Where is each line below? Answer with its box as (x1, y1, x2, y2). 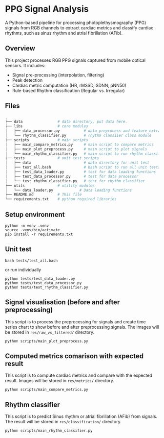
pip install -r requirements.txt (5, 232, 73, 237)
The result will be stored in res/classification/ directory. (5, 419, 122, 425)
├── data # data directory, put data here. (5, 119, 128, 124)
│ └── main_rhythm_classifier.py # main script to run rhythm (5, 151, 143, 156)
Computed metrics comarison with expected (5, 352, 144, 361)
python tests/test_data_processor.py (5, 280, 82, 285)
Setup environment (5, 210, 65, 219)
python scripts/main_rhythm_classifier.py (5, 428, 93, 433)
